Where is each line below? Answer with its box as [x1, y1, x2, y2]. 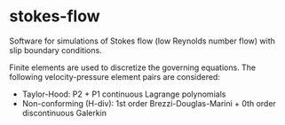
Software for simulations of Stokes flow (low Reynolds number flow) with [9, 35, 275, 46]
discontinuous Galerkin [21, 107, 107, 118]
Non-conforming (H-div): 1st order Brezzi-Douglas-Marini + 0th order [21, 98, 277, 108]
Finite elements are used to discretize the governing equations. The [9, 62, 257, 73]
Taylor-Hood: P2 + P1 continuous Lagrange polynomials [21, 89, 226, 99]
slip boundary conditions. [9, 44, 102, 55]
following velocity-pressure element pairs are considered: [9, 71, 220, 82]
